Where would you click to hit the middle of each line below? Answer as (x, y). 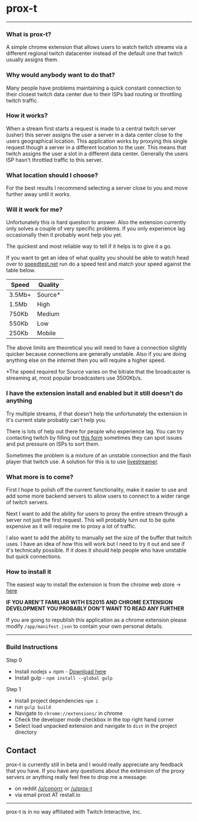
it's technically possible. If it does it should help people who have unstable (96, 550)
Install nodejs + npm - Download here (60, 671)
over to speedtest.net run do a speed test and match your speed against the (98, 264)
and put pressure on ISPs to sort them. (53, 444)
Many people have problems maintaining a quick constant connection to (94, 88)
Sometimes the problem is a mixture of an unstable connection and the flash (99, 455)
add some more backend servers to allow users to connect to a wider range (98, 496)
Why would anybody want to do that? (61, 75)
